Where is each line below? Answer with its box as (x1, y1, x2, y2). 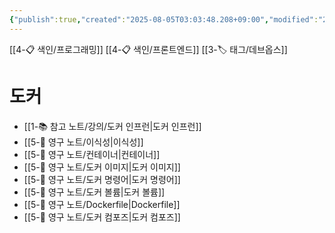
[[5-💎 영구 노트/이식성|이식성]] (23, 136, 144, 148)
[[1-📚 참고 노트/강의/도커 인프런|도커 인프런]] (23, 120, 202, 132)
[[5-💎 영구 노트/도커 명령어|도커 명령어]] (23, 173, 181, 185)
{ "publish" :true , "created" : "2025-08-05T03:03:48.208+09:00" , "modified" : (9, 14, 319, 25)
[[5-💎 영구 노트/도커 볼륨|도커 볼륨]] (23, 186, 166, 198)
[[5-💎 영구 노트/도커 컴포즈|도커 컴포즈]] (23, 211, 181, 223)
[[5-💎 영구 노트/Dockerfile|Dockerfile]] (23, 198, 181, 210)
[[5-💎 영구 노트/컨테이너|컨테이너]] (23, 148, 161, 160)
